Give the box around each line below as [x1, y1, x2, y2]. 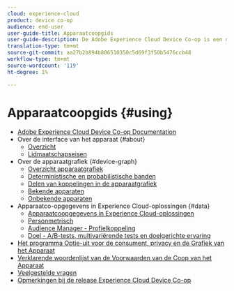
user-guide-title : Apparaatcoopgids [7, 29, 114, 37]
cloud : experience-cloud [7, 10, 79, 17]
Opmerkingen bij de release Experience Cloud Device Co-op [17, 276, 192, 285]
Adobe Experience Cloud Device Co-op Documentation [17, 128, 176, 136]
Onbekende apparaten [27, 195, 93, 203]
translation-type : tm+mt [7, 43, 79, 50]
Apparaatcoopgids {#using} [7, 105, 173, 121]
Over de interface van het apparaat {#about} [17, 135, 146, 144]
